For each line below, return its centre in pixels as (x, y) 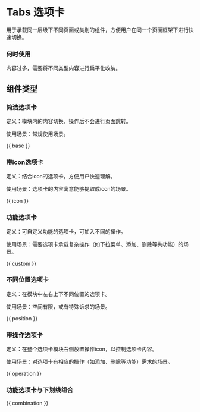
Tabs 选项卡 (35, 12)
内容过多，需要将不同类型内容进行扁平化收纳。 (63, 68)
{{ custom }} (21, 263)
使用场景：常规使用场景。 (37, 134)
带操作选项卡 (25, 335)
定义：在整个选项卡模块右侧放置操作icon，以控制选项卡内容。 (82, 349)
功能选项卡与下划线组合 (40, 390)
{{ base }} (18, 146)
